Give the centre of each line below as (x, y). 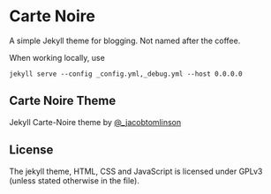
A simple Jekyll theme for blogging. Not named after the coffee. (125, 41)
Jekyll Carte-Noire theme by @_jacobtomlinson (95, 122)
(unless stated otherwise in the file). (74, 180)
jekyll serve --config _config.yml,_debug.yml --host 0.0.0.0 (126, 74)
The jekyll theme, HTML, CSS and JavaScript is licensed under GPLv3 (136, 171)
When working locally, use (57, 57)
